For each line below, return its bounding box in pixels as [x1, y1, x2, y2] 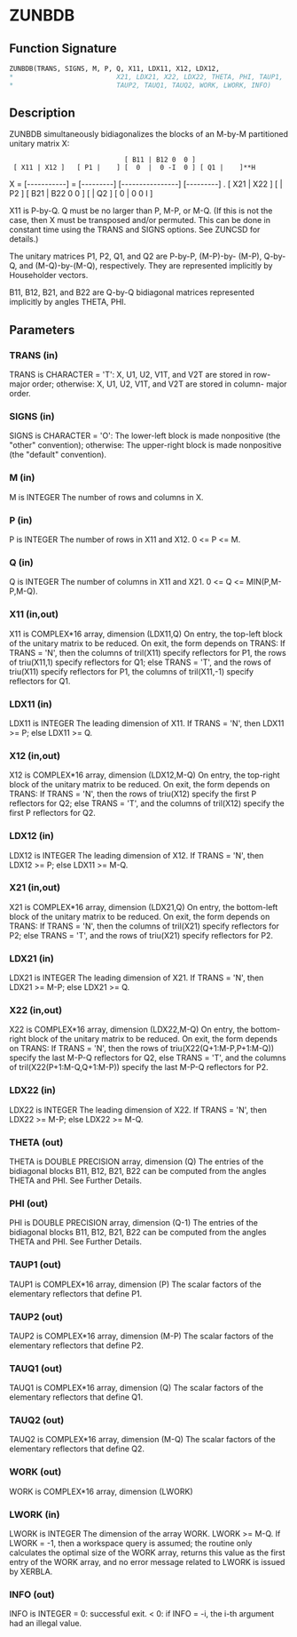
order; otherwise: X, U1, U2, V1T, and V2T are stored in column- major [32, 379, 287, 389]
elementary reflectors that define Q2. [9, 1443, 145, 1454]
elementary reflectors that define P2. [9, 1339, 145, 1351]
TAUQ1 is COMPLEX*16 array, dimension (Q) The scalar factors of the [9, 1383, 264, 1393]
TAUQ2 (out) [9, 1414, 65, 1426]
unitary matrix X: [9, 139, 70, 149]
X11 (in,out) [9, 608, 59, 620]
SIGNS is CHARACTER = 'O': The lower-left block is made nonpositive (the [9, 430, 281, 441]
